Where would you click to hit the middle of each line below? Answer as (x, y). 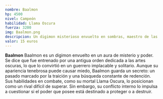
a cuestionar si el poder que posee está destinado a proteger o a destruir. (79, 91)
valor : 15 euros (21, 41)
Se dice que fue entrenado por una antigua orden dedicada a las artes (75, 60)
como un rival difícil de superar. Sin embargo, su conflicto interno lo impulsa (81, 86)
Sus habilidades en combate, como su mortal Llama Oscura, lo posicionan (79, 81)
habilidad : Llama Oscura (30, 23)
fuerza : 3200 (18, 28)
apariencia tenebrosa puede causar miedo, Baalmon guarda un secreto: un (80, 71)
